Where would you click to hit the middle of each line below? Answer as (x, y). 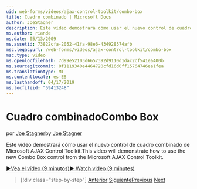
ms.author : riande (28, 33)
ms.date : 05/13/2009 (31, 39)
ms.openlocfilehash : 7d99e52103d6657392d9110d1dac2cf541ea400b (85, 60)
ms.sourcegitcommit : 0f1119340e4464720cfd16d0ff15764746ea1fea (85, 66)
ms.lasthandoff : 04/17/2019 (40, 83)
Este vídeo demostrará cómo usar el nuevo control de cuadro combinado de (98, 144)
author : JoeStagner (30, 22)
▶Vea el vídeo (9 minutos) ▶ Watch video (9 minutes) (70, 168)
